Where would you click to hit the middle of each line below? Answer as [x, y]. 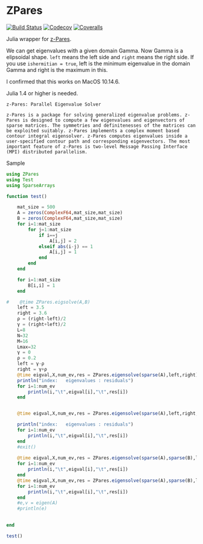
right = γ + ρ [32, 370]
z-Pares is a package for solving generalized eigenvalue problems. [94, 115]
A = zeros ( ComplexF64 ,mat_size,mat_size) [70, 213]
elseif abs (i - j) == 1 [66, 246]
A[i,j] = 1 [63, 252]
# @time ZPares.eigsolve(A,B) [48, 302]
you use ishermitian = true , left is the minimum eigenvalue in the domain [98, 63]
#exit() [27, 447]
